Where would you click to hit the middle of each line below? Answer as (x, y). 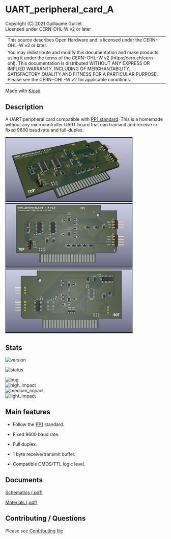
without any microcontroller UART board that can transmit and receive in (81, 125)
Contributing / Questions (46, 518)
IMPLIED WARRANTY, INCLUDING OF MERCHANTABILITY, (69, 69)
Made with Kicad (23, 91)
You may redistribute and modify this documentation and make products (83, 52)
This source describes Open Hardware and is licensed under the (75, 40)
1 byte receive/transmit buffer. (44, 454)
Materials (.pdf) (22, 502)
